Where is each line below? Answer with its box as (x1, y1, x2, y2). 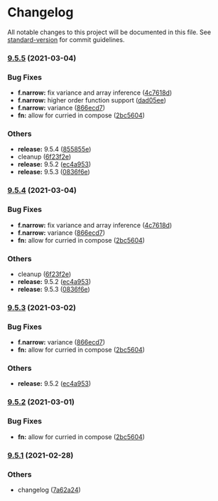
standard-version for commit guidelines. (7, 35, 125, 43)
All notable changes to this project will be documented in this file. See (7, 28, 212, 36)
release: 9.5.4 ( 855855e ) (17, 145, 92, 154)
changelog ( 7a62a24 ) (17, 485, 82, 494)
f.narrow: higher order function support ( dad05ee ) (17, 96, 167, 105)
